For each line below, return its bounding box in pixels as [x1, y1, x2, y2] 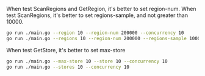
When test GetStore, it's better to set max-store [6, 46, 126, 54]
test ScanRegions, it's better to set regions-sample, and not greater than [6, 12, 188, 19]
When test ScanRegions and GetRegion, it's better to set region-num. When [6, 5, 196, 12]
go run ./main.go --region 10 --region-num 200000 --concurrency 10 [6, 30, 184, 36]
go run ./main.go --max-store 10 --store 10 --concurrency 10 [6, 58, 168, 64]
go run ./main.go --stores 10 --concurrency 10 [6, 64, 130, 70]
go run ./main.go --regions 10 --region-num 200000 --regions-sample [6, 35, 187, 41]
